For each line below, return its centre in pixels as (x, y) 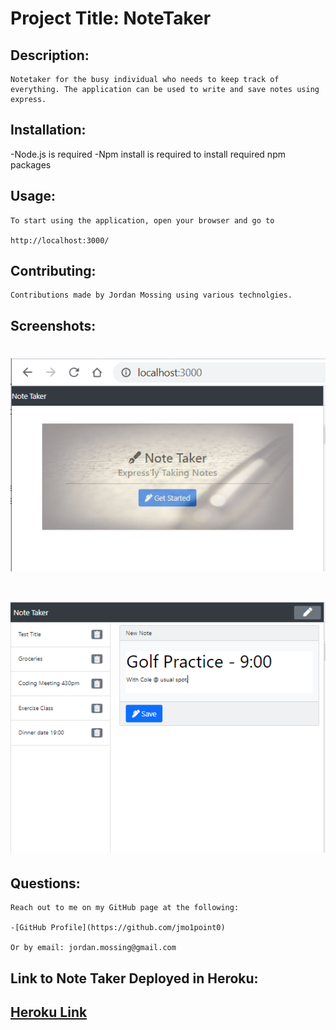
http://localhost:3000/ (60, 240)
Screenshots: (53, 325)
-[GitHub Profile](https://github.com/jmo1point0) (118, 928)
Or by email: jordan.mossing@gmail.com (93, 948)
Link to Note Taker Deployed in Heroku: (134, 978)
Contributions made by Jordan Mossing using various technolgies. (151, 295)
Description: (50, 55)
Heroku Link (49, 1012)
